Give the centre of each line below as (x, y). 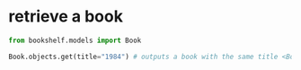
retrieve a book (66, 17)
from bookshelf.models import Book (75, 40)
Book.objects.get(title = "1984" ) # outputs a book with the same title (143, 57)
